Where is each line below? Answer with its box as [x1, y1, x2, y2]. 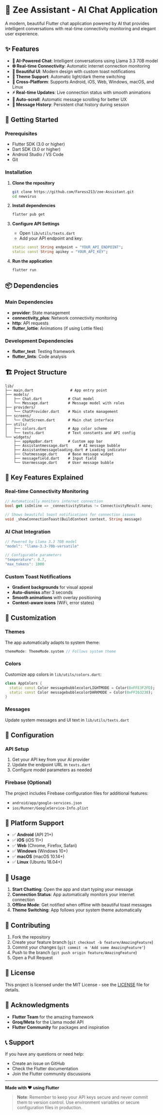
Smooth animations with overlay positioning [12, 594, 101, 600]
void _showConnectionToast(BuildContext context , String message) [5, 517, 142, 522]
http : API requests [12, 320, 49, 326]
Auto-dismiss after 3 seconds [12, 589, 73, 595]
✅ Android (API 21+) [12, 832, 53, 838]
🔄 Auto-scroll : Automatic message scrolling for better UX [12, 96, 127, 102]
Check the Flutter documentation [12, 1066, 79, 1072]
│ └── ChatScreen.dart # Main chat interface [5, 418, 114, 423]
